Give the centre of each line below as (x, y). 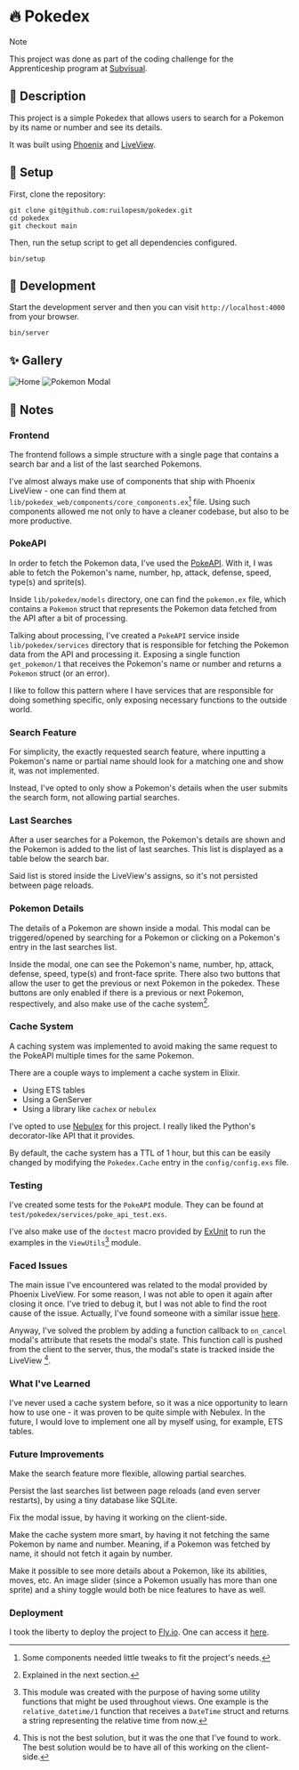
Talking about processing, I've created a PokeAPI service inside (125, 635)
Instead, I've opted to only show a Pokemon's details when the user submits (149, 788)
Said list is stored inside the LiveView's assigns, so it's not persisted (133, 876)
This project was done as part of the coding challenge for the (121, 59)
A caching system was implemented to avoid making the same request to (143, 1046)
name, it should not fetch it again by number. (91, 1554)
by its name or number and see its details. (86, 127)
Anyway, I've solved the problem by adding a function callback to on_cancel (148, 1330)
